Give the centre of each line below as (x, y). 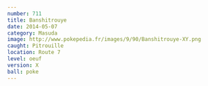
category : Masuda (32, 33)
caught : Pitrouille (36, 46)
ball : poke (23, 71)
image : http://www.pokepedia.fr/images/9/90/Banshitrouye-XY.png (104, 40)
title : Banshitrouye (37, 20)
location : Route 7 (34, 53)
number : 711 (24, 14)
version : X (23, 65)
